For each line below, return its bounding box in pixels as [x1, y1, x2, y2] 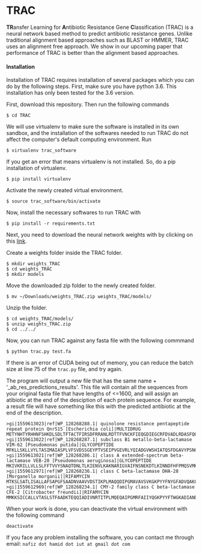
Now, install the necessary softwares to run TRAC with [6, 209, 141, 216]
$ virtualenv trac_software [6, 148, 77, 154]
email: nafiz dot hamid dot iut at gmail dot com [6, 540, 130, 548]
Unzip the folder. [6, 304, 47, 311]
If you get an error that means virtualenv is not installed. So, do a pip [6, 158, 176, 166]
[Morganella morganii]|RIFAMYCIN [6, 473, 90, 480]
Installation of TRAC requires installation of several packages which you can [6, 77, 194, 84]
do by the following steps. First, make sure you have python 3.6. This [6, 83, 177, 90]
